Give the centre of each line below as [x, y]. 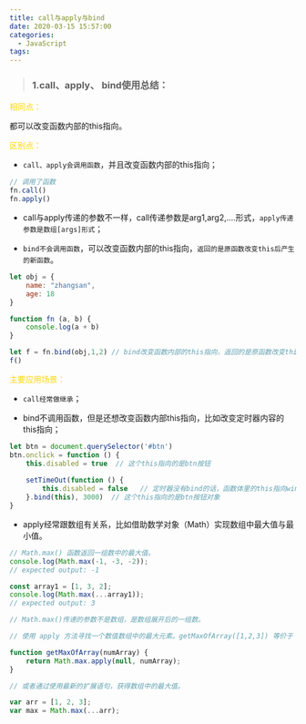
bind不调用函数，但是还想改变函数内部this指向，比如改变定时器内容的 [153, 418]
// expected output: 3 [52, 603]
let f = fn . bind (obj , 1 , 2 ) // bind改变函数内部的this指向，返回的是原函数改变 [147, 352]
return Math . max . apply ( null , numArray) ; [103, 661]
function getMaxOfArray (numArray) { [79, 652]
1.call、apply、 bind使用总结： [100, 86]
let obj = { [32, 277]
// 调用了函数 [33, 182]
